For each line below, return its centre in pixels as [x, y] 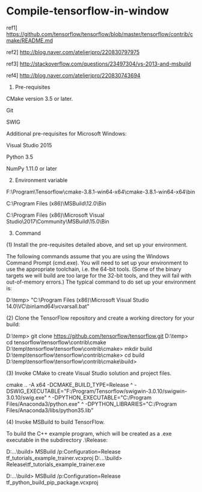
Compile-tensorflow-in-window [88, 11]
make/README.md [29, 40]
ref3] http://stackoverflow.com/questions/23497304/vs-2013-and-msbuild [99, 64]
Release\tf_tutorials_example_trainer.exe [56, 464]
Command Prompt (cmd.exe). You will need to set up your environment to [97, 263]
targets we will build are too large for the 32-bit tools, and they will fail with [99, 275]
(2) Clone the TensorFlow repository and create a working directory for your [100, 318]
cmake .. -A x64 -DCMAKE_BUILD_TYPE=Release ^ [70, 384]
